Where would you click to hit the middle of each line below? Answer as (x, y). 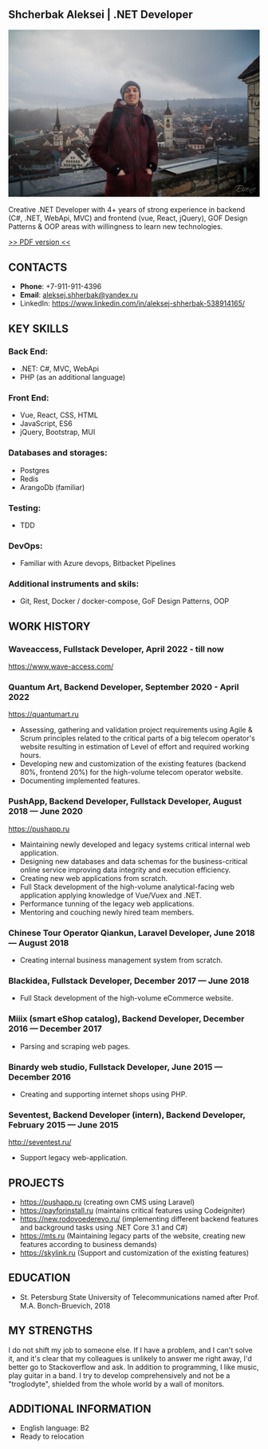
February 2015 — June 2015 (63, 1124)
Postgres (35, 470)
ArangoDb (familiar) (52, 487)
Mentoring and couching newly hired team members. (107, 912)
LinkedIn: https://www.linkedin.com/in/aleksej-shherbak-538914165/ (132, 303)
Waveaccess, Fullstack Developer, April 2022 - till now (116, 649)
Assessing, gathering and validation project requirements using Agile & (136, 730)
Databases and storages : (58, 453)
